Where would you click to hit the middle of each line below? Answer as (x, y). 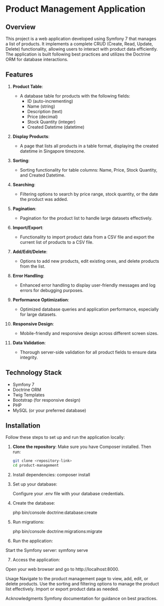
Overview (21, 27)
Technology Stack (34, 373)
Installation (23, 426)
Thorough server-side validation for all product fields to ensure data (88, 352)
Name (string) (41, 106)
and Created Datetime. (42, 175)
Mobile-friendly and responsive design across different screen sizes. (89, 333)
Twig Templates (29, 395)
